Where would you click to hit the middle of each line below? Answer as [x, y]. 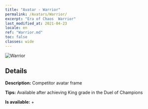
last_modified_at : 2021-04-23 [36, 23]
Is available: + [20, 102]
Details [16, 71]
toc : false [16, 37]
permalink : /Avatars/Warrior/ [36, 14]
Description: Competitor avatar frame [44, 83]
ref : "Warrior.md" [24, 32]
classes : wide [20, 42]
